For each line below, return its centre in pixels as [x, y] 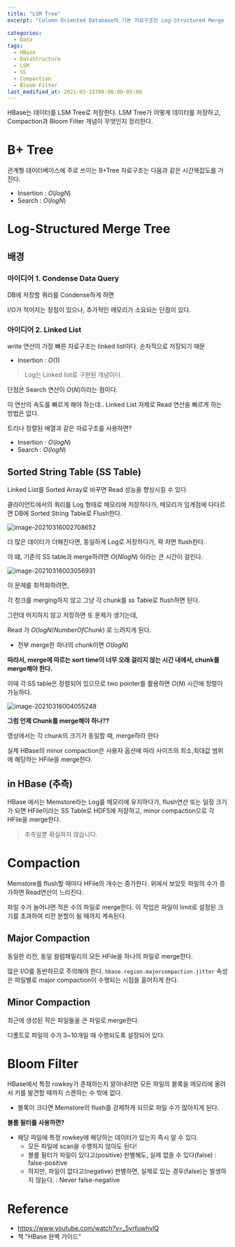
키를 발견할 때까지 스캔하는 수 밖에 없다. [69, 1093]
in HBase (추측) [40, 783]
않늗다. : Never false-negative [78, 1180]
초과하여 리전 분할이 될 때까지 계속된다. [73, 916]
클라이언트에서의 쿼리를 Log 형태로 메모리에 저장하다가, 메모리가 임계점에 [107, 505]
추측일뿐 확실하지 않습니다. [61, 834]
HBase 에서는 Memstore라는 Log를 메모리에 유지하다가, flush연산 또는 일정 [111, 801]
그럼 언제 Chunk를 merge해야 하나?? [58, 721]
